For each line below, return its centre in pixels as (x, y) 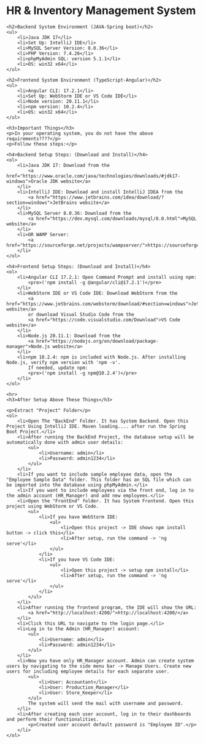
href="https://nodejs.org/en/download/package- (97, 341)
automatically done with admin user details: (65, 442)
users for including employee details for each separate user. (88, 671)
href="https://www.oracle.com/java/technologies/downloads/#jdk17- (93, 176)
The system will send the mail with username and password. (106, 703)
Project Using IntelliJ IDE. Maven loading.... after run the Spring (96, 426)
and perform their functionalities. (53, 719)
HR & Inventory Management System (101, 11)
